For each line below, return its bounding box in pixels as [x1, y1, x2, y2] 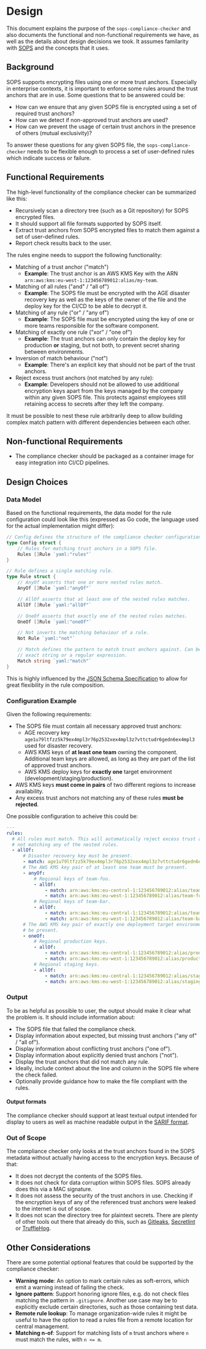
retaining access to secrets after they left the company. [24, 400, 164, 408]
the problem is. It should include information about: [6, 1013, 135, 1021]
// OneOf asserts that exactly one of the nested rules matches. [17, 613, 188, 619]
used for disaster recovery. [24, 741, 93, 749]
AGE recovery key [24, 729, 71, 736]
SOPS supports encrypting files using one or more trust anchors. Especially [6, 78, 197, 85]
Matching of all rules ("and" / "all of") [15, 282, 109, 290]
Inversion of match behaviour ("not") [15, 354, 109, 361]
